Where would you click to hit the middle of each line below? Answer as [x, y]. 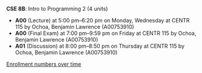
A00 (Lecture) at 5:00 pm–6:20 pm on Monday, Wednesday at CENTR [102, 20]
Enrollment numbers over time [44, 64]
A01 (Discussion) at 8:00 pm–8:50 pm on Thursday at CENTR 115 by [100, 46]
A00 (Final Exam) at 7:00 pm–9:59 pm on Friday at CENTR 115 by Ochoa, [106, 33]
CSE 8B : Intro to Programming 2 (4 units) [57, 9]
